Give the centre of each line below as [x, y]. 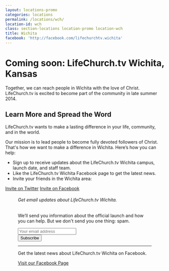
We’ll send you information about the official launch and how [81, 215]
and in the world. [23, 132]
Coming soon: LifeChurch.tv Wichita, [85, 63]
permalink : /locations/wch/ [35, 19]
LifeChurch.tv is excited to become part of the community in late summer [81, 93]
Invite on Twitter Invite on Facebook [42, 188]
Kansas [21, 74]
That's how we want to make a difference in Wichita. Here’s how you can [81, 147]
